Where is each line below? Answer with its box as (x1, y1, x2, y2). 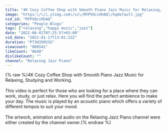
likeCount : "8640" (5, 49, 43, 54)
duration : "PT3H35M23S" (5, 40, 55, 45)
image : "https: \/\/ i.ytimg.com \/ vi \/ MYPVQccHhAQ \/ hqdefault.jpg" (5, 12, 144, 17)
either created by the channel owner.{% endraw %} (5, 120, 111, 126)
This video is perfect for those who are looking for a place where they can (5, 88, 157, 94)
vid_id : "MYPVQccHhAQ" (5, 16, 52, 21)
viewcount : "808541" (5, 44, 48, 49)
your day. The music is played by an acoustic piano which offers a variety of (5, 98, 162, 105)
